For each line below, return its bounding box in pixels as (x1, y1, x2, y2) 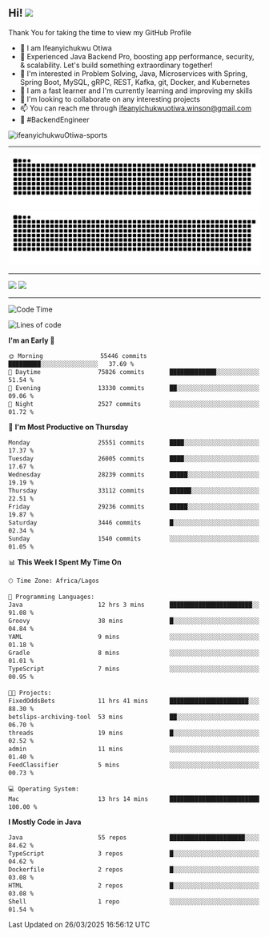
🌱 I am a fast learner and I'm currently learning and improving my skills (19, 86, 253, 95)
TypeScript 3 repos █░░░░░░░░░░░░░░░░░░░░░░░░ (8, 850, 260, 858)
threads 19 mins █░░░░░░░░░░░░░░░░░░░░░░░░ (8, 729, 260, 738)
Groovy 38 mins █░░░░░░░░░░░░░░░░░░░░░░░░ (8, 617, 260, 625)
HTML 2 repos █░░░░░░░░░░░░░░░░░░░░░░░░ (8, 882, 260, 890)
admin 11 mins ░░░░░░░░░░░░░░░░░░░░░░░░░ (8, 745, 260, 754)
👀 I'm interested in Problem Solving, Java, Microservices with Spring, (19, 68, 248, 78)
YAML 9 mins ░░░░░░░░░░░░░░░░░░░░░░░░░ (8, 633, 260, 641)
